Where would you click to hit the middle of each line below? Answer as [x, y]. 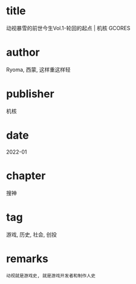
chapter [26, 175]
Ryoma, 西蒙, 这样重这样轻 [39, 69]
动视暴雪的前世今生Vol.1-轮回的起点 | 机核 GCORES [68, 28]
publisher [30, 94]
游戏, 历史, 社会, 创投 [31, 234]
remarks [27, 259]
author [23, 52]
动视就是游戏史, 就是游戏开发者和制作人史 [51, 276]
